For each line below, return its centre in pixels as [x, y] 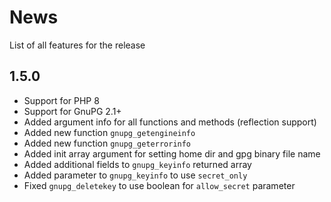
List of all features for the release [77, 45]
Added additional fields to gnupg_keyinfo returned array [137, 164]
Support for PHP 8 [61, 100]
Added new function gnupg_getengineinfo [109, 132]
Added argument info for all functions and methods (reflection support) [170, 122]
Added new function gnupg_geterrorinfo [107, 143]
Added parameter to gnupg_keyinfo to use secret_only [135, 175]
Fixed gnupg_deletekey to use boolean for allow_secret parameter [159, 185]
